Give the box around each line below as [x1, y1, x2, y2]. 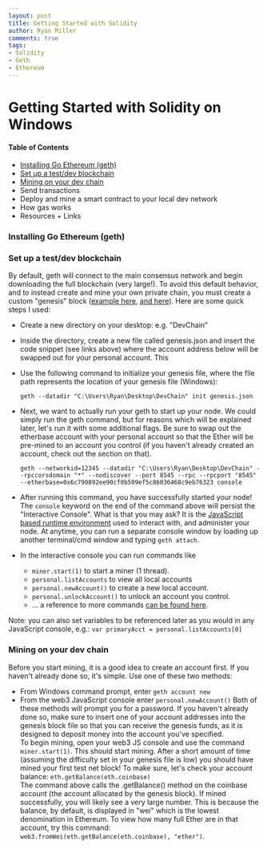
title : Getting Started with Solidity [8, 19, 137, 27]
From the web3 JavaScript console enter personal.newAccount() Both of [19, 694, 257, 705]
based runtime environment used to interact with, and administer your [19, 518, 250, 528]
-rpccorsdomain [19, 472, 71, 480]
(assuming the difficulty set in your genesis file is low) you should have [19, 754, 254, 764]
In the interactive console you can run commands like [19, 550, 197, 561]
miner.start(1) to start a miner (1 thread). [31, 566, 170, 576]
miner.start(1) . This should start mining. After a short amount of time [19, 746, 250, 755]
